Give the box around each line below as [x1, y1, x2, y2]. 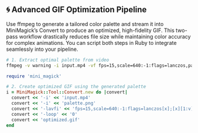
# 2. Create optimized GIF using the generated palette [6, 84, 146, 90]
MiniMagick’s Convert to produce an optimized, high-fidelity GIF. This [6, 27, 175, 34]
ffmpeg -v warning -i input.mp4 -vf [6, 62, 96, 69]
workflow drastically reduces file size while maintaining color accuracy [19, 33, 191, 40]
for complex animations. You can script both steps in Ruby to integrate [6, 39, 177, 46]
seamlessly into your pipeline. [6, 46, 78, 53]
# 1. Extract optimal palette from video [6, 57, 110, 63]
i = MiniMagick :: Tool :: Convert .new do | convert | [6, 89, 128, 95]
